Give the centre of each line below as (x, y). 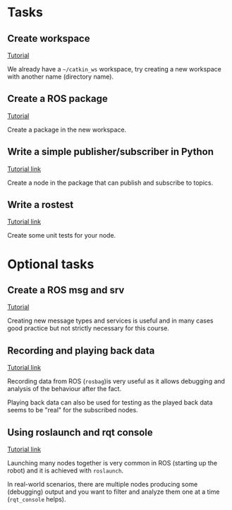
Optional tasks (51, 264)
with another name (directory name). (61, 76)
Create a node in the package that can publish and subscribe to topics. (110, 182)
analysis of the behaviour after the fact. (65, 389)
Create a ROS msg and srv (66, 290)
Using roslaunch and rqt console (80, 432)
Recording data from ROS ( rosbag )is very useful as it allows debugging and (116, 381)
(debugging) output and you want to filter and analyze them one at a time (114, 492)
